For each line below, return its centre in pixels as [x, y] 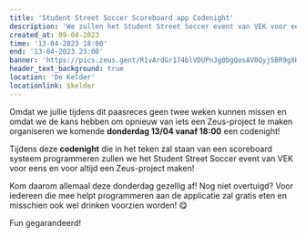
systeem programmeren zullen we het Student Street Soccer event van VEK [152, 158]
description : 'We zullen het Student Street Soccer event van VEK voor [148, 26]
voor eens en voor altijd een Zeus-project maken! [102, 168]
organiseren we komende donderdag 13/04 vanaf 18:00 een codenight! [145, 131]
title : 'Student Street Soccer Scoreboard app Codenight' [122, 18]
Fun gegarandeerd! [46, 222]
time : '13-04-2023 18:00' [58, 43]
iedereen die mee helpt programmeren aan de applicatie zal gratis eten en [148, 195]
